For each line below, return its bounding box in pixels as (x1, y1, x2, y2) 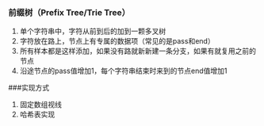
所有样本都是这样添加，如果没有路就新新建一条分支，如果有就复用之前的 (19, 46, 256, 56)
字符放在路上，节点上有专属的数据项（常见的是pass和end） (19, 36, 216, 46)
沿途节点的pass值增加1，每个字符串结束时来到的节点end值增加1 (19, 66, 228, 76)
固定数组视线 (19, 100, 62, 109)
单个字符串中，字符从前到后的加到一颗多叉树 (19, 26, 166, 36)
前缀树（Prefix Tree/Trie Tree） (8, 6, 131, 17)
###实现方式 (8, 83, 50, 93)
